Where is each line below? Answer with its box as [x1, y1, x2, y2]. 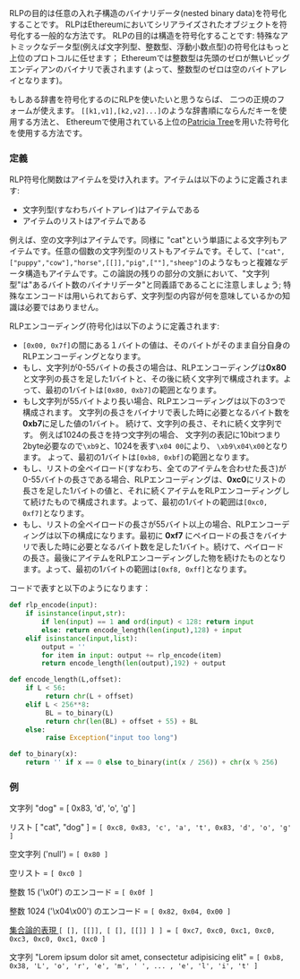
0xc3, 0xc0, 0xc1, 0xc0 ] [9, 935, 106, 944]
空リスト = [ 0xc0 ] [9, 868, 83, 879]
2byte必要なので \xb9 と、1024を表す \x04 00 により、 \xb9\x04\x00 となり [21, 441, 289, 451]
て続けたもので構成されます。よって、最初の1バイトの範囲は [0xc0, [21, 496, 269, 508]
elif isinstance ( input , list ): [25, 634, 139, 643]
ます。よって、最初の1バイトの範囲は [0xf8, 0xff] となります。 [21, 563, 253, 575]
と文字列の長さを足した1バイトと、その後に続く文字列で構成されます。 [21, 374, 284, 384]
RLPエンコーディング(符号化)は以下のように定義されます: [9, 321, 220, 331]
